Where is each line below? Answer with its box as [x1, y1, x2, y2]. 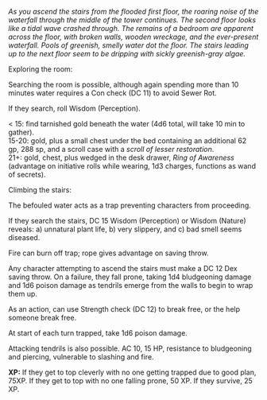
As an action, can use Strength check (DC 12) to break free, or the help [8, 305, 241, 313]
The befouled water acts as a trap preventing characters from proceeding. [8, 200, 252, 210]
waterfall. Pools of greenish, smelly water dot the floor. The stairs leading [8, 41, 249, 50]
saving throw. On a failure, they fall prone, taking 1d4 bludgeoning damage [8, 272, 252, 282]
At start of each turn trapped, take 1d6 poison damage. [8, 328, 188, 337]
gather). [8, 127, 34, 137]
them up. [8, 289, 38, 298]
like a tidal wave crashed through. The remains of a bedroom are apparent [8, 24, 254, 33]
